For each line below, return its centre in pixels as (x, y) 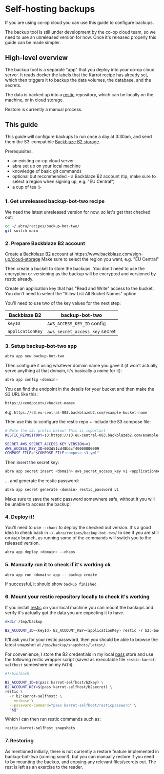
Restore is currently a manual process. (44, 109)
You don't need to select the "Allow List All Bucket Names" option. (72, 293)
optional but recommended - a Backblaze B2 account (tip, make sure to (84, 176)
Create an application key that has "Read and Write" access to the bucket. (80, 288)
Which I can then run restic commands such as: (53, 719)
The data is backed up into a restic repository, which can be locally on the (79, 94)
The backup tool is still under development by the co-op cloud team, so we (81, 32)
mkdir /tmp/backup (24, 621)
